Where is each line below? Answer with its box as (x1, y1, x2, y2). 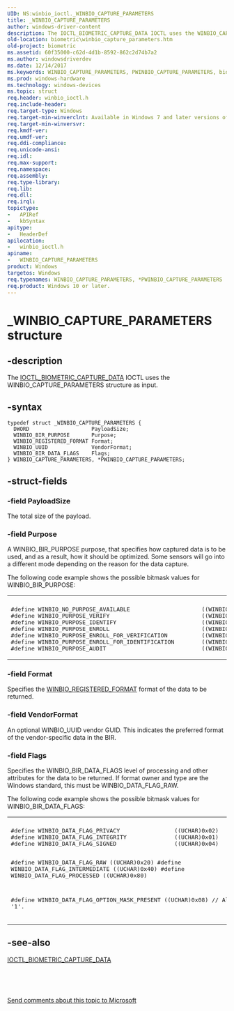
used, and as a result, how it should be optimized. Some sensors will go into (7, 552, 225, 561)
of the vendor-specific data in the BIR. (7, 733, 117, 741)
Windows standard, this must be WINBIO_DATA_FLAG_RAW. (7, 782, 179, 790)
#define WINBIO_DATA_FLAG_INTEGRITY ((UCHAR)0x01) (10, 834, 219, 841)
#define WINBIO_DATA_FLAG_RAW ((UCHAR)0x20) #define (10, 859, 182, 867)
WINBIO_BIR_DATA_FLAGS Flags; (13, 450, 111, 457)
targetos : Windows (7, 269, 61, 276)
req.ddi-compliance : (7, 140, 68, 147)
